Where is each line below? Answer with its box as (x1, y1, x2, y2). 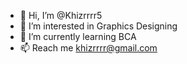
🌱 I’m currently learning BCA (19, 31, 137, 42)
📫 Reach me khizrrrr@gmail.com (19, 42, 158, 54)
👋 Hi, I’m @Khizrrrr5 (19, 10, 103, 21)
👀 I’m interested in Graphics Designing (19, 20, 178, 32)
